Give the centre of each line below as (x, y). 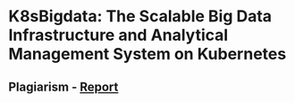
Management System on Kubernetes (147, 54)
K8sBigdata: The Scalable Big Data (140, 16)
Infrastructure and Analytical (118, 35)
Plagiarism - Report (63, 87)
